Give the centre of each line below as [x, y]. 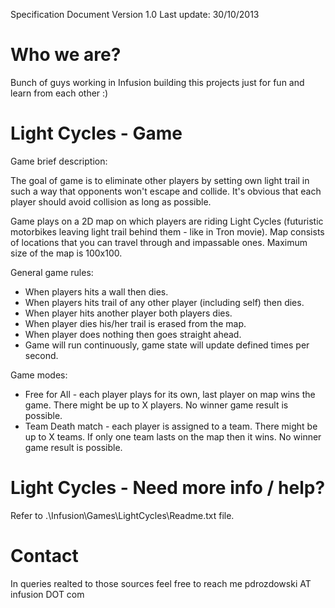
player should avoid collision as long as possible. [111, 201]
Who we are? [66, 55]
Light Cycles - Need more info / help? [168, 488]
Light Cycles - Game [96, 133]
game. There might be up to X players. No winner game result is [156, 405]
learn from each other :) [59, 93]
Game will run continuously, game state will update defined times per [167, 345]
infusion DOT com [47, 594]
